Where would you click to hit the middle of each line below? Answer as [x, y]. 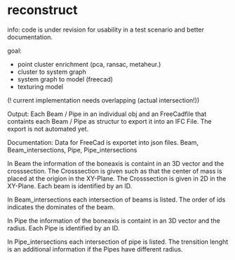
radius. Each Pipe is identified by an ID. [64, 228]
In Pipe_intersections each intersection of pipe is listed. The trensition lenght [118, 242]
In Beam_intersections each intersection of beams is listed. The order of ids [116, 200]
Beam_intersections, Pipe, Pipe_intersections [72, 150]
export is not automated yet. [48, 129]
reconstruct [42, 10]
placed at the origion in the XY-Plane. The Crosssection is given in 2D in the [117, 178]
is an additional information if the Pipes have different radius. [95, 249]
